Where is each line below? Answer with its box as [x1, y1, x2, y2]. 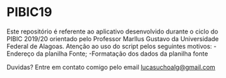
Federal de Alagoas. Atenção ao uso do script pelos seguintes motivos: [6, 42, 212, 50]
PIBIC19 [6, 4, 53, 20]
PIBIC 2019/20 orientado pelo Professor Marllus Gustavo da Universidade [6, 34, 219, 42]
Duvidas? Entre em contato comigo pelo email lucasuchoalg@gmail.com [6, 63, 215, 71]
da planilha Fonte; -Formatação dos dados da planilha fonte [35, 49, 208, 58]
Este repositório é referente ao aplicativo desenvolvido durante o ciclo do [6, 27, 218, 36]
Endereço [6, 49, 35, 58]
